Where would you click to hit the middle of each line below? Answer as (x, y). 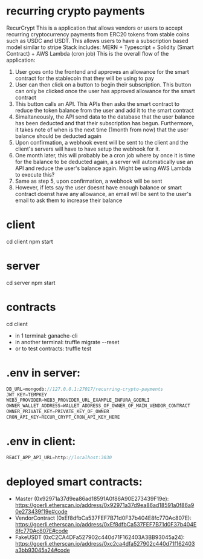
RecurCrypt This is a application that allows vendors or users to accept (95, 28)
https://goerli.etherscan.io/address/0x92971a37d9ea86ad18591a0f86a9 (105, 505)
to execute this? (35, 174)
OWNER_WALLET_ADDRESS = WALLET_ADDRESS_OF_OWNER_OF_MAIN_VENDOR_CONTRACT (98, 406)
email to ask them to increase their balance (69, 200)
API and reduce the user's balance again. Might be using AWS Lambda (103, 168)
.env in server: (43, 373)
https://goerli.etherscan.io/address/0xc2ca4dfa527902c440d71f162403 (105, 543)
